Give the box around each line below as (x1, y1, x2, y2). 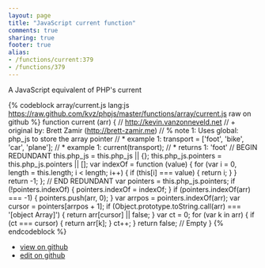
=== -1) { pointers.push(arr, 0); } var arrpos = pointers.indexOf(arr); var (8, 193, 240, 202)
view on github (19, 242, 69, 251)
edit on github (19, 251, 66, 260)
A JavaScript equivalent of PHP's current (8, 85, 142, 94)
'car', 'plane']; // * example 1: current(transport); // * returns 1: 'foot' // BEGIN (8, 142, 258, 151)
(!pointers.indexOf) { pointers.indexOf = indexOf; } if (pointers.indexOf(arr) (8, 184, 251, 194)
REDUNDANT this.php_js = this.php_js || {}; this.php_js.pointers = (8, 151, 222, 160)
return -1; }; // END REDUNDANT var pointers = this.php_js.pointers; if (8, 176, 236, 186)
